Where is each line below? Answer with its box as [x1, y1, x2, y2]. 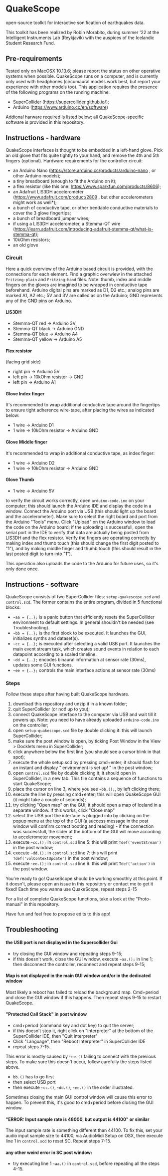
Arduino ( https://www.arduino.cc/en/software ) [12, 104, 109, 110]
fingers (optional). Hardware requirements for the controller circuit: [5, 157, 143, 163]
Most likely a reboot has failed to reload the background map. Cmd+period [5, 989, 159, 995]
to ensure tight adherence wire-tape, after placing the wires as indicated [5, 407, 155, 413]
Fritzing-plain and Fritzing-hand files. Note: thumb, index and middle [5, 276, 152, 282]
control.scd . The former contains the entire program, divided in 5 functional [5, 599, 162, 605]
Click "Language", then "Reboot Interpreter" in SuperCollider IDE [12, 1038, 146, 1044]
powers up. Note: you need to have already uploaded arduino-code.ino [12, 717, 159, 723]
